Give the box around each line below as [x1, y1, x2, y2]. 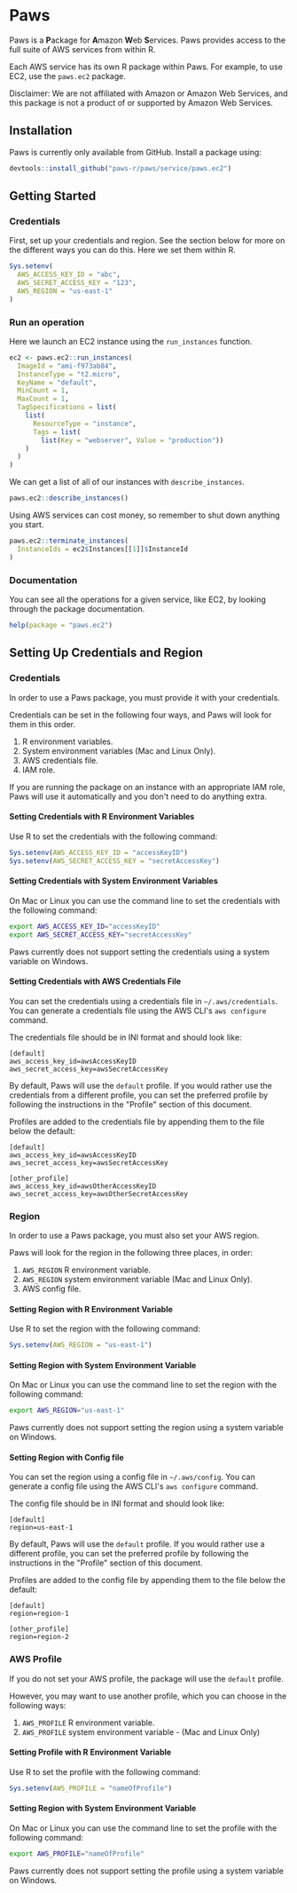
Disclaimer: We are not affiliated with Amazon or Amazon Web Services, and [9, 88, 288, 99]
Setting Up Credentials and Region [9, 646, 204, 661]
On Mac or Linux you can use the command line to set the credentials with [9, 895, 281, 906]
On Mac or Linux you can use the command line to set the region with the [9, 1380, 277, 1390]
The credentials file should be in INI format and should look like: [9, 1032, 242, 1042]
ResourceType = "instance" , [32, 419, 137, 428]
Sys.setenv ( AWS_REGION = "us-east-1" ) [9, 1341, 152, 1350]
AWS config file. [21, 1284, 82, 1294]
